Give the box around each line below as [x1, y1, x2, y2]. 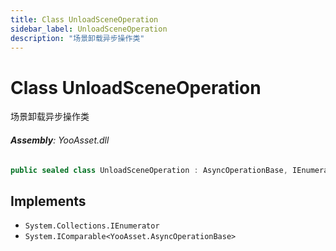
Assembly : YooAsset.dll [10, 134, 110, 146]
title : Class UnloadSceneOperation [10, 14, 159, 25]
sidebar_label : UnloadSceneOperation [10, 24, 168, 34]
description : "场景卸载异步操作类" [10, 33, 145, 43]
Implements [10, 192, 87, 210]
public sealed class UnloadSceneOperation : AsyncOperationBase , [10, 165, 288, 175]
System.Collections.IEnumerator [24, 221, 160, 231]
